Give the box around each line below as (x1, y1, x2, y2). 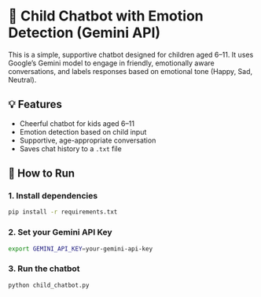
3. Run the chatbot (8, 263, 80, 274)
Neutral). (8, 75, 37, 84)
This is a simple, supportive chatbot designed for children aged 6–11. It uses (8, 50, 254, 59)
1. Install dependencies (8, 191, 98, 202)
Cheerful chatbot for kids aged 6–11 (19, 118, 135, 128)
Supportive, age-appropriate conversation (19, 136, 156, 145)
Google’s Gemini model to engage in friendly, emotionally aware (8, 58, 215, 68)
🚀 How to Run (8, 167, 75, 180)
